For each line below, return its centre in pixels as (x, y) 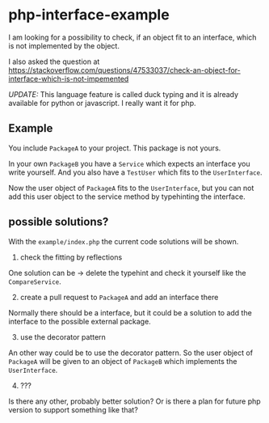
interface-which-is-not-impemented (69, 78)
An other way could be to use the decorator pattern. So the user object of (130, 353)
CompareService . (35, 281)
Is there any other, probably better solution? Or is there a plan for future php (134, 401)
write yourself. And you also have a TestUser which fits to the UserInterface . (135, 172)
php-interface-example (89, 15)
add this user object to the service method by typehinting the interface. (127, 197)
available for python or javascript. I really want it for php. (102, 103)
